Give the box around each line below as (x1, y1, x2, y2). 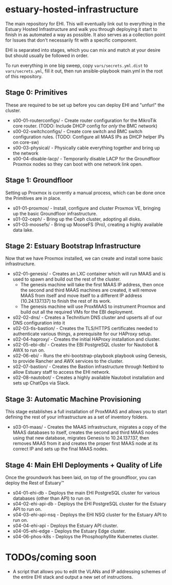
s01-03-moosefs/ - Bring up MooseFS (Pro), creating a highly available (12, 221, 163, 227)
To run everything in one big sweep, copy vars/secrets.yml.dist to (5, 62, 148, 68)
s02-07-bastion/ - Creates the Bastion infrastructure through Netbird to (12, 363, 164, 370)
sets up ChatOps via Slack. (12, 380, 70, 386)
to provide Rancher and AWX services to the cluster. (12, 358, 124, 364)
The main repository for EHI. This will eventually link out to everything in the (5, 21, 165, 27)
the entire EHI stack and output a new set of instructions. (12, 574, 133, 580)
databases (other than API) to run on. (12, 495, 91, 501)
